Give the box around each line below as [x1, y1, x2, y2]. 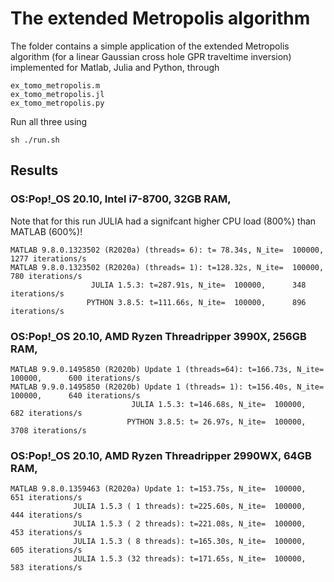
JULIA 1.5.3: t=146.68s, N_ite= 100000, [131, 399, 307, 409]
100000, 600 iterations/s [10, 373, 141, 383]
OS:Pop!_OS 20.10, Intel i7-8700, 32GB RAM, [10, 192, 232, 206]
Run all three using [10, 115, 88, 127]
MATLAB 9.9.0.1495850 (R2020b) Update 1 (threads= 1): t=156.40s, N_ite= [10, 382, 325, 392]
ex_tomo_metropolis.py [10, 98, 105, 108]
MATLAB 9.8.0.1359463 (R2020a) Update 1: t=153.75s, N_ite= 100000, [10, 484, 307, 494]
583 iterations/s [10, 563, 83, 573]
